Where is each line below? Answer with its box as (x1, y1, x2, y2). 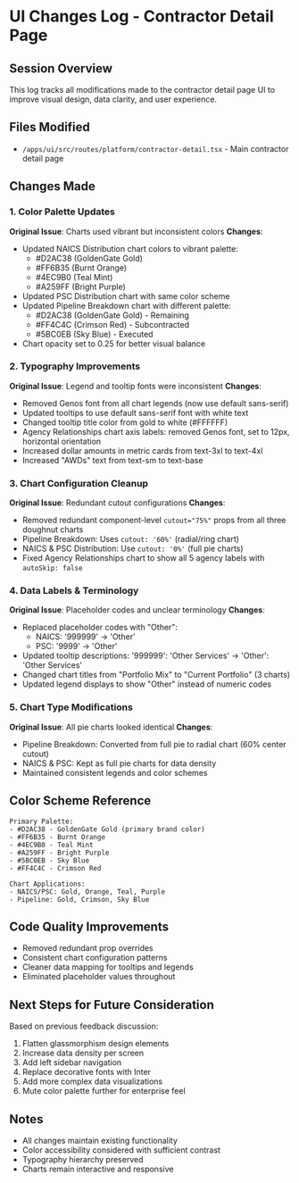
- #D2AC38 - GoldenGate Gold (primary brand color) (9, 824, 205, 834)
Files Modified (9, 120, 91, 135)
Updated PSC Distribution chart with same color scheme (21, 290, 230, 301)
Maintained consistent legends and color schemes (21, 767, 208, 778)
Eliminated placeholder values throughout (21, 971, 176, 982)
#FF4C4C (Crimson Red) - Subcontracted (35, 319, 190, 329)
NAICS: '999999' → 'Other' (35, 631, 136, 642)
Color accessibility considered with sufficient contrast (21, 1145, 221, 1155)
